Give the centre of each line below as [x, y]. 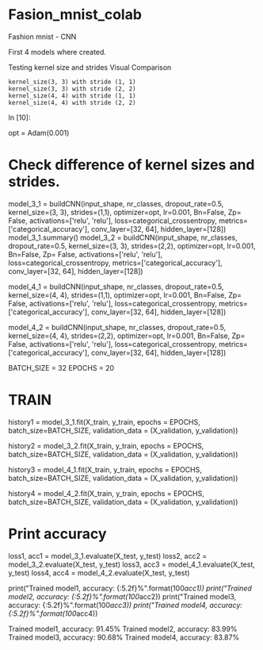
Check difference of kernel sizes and [131, 165]
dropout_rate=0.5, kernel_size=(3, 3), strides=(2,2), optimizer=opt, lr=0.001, [132, 246]
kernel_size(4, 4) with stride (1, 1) [72, 96]
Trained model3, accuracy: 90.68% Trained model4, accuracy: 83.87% [124, 637]
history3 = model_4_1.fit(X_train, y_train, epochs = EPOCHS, [105, 469]
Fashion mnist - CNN [42, 37]
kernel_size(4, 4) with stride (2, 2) [72, 102]
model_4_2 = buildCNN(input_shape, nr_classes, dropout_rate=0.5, [117, 327]
